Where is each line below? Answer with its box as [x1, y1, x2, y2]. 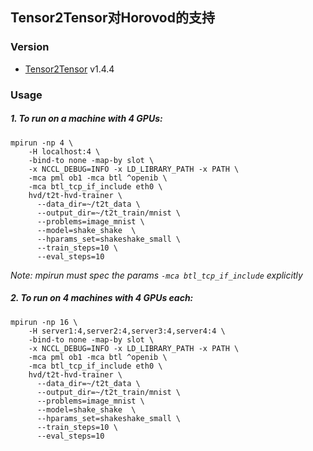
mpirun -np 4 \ [10, 138, 74, 148]
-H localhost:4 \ [28, 146, 101, 157]
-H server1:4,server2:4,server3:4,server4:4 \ [28, 326, 226, 336]
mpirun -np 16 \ [10, 317, 78, 327]
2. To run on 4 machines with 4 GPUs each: [10, 292, 194, 304]
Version [10, 40, 50, 54]
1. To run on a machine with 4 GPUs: [10, 113, 163, 125]
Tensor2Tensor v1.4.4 [24, 63, 115, 75]
